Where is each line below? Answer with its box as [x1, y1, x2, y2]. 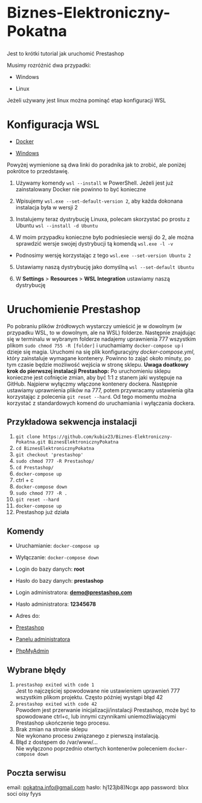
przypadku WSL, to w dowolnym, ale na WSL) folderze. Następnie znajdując [7, 329, 196, 336]
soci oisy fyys [7, 790, 42, 797]
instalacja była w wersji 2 [15, 203, 78, 211]
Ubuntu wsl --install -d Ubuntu [15, 221, 98, 229]
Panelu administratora [15, 636, 71, 643]
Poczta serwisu [7, 767, 66, 778]
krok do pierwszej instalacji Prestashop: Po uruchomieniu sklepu [7, 367, 171, 375]
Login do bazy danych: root [15, 565, 85, 573]
